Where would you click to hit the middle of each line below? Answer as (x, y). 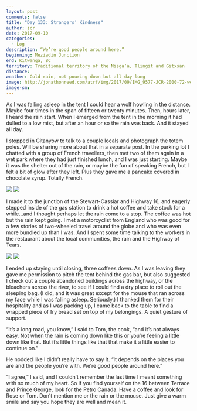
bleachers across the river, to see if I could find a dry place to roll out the (94, 287)
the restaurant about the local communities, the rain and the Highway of (93, 238)
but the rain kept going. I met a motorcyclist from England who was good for (98, 220)
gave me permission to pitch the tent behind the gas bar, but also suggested (98, 274)
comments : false (26, 17)
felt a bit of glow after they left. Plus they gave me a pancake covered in (93, 172)
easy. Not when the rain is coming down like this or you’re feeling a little (93, 335)
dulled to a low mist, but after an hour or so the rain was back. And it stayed (97, 123)
